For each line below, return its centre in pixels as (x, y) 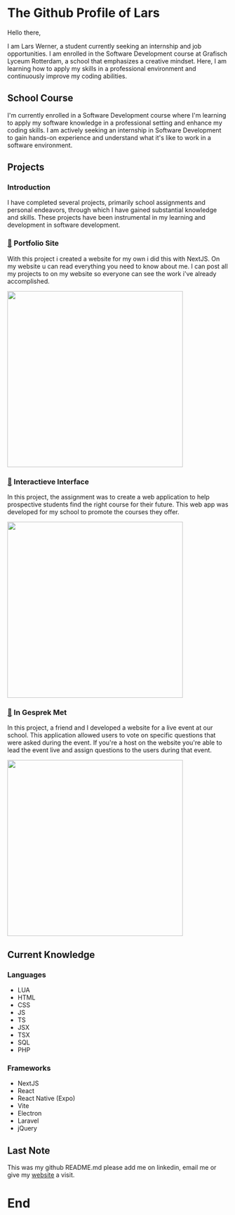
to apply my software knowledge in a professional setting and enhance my (115, 123)
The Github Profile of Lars (83, 13)
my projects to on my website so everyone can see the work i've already (112, 273)
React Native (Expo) (46, 1098)
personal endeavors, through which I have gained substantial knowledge (112, 210)
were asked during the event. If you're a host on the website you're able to (115, 743)
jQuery (27, 1128)
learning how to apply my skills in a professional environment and (102, 68)
